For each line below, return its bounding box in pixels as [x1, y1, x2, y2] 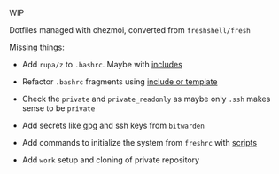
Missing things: [9, 42, 65, 52]
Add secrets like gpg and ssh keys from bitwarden [21, 120, 205, 130]
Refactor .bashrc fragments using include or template [21, 76, 218, 87]
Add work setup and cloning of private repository [21, 154, 200, 165]
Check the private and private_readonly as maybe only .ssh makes [21, 93, 271, 104]
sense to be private [21, 103, 96, 114]
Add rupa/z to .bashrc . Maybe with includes [21, 59, 183, 69]
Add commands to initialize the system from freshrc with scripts [21, 138, 258, 147]
